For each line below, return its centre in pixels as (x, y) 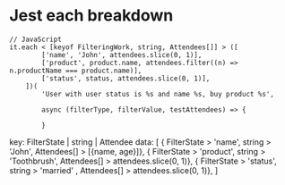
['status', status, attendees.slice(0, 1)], (126, 78)
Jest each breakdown (91, 16)
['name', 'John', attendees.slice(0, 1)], (122, 55)
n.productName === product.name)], (76, 71)
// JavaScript (36, 39)
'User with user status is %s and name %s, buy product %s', (158, 94)
